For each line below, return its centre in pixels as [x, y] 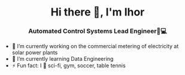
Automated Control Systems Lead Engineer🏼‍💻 [98, 31]
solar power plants [35, 52]
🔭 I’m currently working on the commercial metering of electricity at [95, 46]
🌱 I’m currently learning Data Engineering [63, 59]
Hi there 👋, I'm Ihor [98, 12]
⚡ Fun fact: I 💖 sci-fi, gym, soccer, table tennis [69, 65]
